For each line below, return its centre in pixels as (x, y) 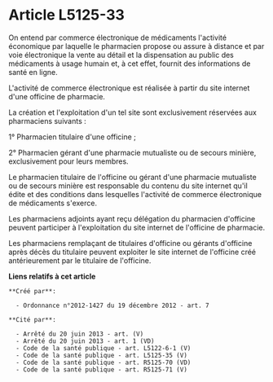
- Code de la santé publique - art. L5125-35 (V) (101, 355)
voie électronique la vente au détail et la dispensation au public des (121, 55)
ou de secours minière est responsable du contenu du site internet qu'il (128, 186)
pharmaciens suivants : (48, 121)
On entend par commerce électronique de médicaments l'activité (117, 37)
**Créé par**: (33, 291)
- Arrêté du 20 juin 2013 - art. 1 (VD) (85, 341)
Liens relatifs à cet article (52, 276)
